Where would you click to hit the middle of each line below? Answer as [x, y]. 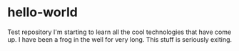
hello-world [43, 12]
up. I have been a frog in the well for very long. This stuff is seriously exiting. [120, 39]
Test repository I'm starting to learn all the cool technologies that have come [119, 32]
